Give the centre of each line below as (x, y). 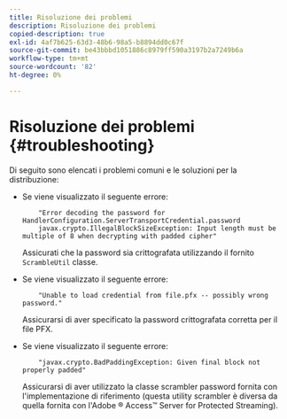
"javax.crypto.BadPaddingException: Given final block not (150, 362)
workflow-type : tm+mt (49, 58)
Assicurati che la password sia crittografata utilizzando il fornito (138, 252)
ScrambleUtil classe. (60, 261)
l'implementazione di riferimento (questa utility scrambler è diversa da (150, 396)
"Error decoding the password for (102, 213)
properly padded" (54, 370)
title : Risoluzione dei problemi (71, 17)
